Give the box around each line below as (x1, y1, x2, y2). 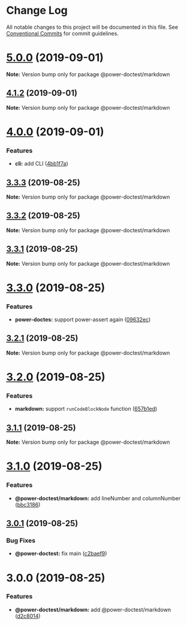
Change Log (6, 4, 68, 17)
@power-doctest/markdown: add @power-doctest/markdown (14, 606, 171, 613)
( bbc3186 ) (14, 501, 41, 508)
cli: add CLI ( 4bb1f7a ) (14, 160, 68, 167)
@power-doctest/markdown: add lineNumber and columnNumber (14, 494, 181, 501)
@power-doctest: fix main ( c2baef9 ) (14, 550, 107, 557)
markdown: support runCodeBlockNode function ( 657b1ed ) (14, 405, 158, 413)
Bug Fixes (6, 536, 36, 545)
